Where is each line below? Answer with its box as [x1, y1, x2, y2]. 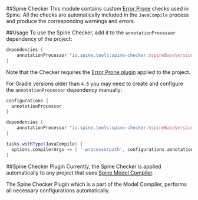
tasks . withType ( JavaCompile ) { [6, 141, 83, 147]
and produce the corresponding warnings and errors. [6, 18, 136, 24]
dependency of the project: [6, 36, 72, 42]
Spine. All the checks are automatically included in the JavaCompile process [6, 11, 189, 18]
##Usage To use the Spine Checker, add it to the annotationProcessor [6, 29, 176, 36]
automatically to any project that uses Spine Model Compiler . [6, 169, 154, 176]
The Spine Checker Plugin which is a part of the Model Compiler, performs [6, 180, 187, 188]
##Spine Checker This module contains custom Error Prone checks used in [6, 5, 189, 12]
